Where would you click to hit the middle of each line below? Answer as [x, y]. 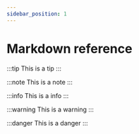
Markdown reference [69, 48]
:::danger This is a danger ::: [48, 123]
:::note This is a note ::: [40, 82]
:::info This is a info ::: [38, 95]
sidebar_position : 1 [37, 14]
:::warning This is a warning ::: [50, 109]
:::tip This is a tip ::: [34, 68]
